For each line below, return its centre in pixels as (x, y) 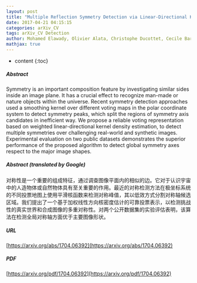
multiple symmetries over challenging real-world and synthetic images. (92, 132)
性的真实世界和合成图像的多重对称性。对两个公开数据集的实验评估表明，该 (96, 209)
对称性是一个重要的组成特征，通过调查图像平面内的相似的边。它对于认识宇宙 (98, 180)
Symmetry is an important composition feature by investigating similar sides (98, 89)
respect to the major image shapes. (49, 151)
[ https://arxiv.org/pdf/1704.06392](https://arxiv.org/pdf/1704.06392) (89, 274)
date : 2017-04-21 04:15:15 (39, 22)
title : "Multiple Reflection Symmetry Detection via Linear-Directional (97, 17)
